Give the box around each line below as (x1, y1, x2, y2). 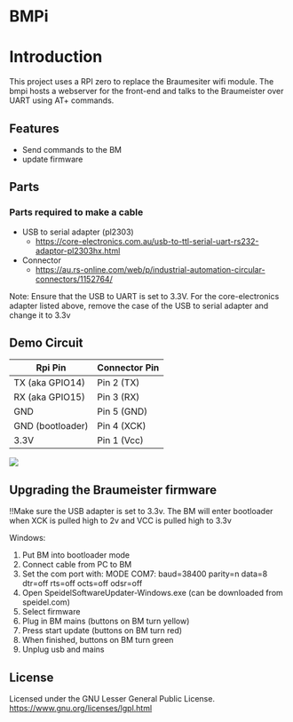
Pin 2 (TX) (97, 377, 140, 389)
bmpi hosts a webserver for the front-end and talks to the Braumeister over (9, 86, 284, 97)
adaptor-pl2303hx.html (35, 245, 121, 256)
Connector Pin (97, 361, 160, 374)
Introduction (9, 47, 103, 67)
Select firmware (21, 607, 81, 617)
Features (9, 121, 59, 136)
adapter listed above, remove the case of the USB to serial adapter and (9, 300, 269, 311)
